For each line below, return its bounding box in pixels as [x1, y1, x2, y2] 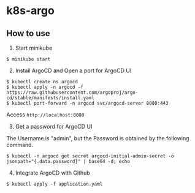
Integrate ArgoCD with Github [15, 169, 90, 176]
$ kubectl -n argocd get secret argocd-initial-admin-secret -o [6, 153, 174, 159]
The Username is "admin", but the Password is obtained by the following [6, 135, 189, 142]
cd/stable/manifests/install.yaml [6, 95, 95, 101]
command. [6, 142, 34, 148]
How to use [6, 28, 50, 39]
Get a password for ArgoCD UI [15, 123, 93, 130]
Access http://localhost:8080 [6, 111, 85, 118]
